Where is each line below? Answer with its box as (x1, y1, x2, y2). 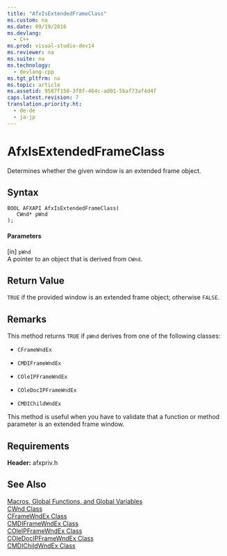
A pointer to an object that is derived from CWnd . (7, 254, 143, 263)
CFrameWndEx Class (7, 512, 67, 520)
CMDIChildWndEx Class (7, 541, 76, 550)
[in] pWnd (7, 247, 31, 256)
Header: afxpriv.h (7, 459, 58, 467)
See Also (7, 479, 47, 491)
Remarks (7, 313, 47, 325)
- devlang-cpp (13, 68, 54, 75)
